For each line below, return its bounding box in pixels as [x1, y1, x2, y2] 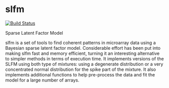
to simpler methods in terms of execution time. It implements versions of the [5, 55, 164, 61]
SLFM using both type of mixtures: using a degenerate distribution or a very [5, 61, 163, 67]
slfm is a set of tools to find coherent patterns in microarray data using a [5, 39, 156, 46]
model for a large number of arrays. [5, 77, 79, 83]
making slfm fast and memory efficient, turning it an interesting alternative [5, 50, 160, 56]
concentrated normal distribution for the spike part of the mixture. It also [5, 66, 156, 72]
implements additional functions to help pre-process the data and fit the [5, 71, 155, 77]
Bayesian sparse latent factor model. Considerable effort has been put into [5, 45, 161, 51]
